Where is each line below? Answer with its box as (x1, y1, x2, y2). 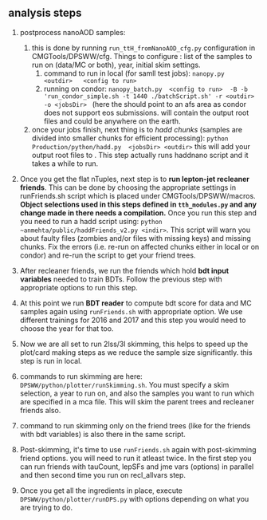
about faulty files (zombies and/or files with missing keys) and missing (19, 233, 251, 242)
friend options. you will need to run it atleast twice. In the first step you (19, 453, 253, 463)
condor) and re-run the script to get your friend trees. (19, 250, 196, 260)
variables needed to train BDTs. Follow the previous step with (19, 274, 223, 284)
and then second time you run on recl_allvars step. (19, 470, 186, 479)
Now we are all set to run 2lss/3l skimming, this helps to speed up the (19, 339, 249, 349)
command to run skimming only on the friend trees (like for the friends (19, 420, 251, 430)
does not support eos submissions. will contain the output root (43, 108, 249, 117)
